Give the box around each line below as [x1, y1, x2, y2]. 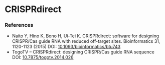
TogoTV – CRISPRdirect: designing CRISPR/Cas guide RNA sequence [12, 49, 155, 55]
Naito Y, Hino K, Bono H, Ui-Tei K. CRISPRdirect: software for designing [12, 33, 159, 39]
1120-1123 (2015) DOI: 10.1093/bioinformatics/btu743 [12, 44, 121, 50]
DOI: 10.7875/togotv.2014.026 [12, 54, 74, 60]
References [5, 22, 34, 29]
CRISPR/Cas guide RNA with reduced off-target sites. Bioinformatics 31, [12, 38, 160, 44]
